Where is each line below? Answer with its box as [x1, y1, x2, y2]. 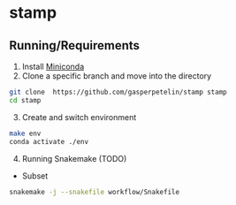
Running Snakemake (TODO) [21, 153, 127, 163]
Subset [21, 171, 49, 181]
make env [9, 129, 42, 138]
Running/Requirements [9, 38, 140, 53]
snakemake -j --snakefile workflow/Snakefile [9, 187, 179, 196]
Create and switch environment [21, 111, 137, 122]
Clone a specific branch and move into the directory [21, 71, 212, 81]
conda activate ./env [9, 137, 89, 146]
